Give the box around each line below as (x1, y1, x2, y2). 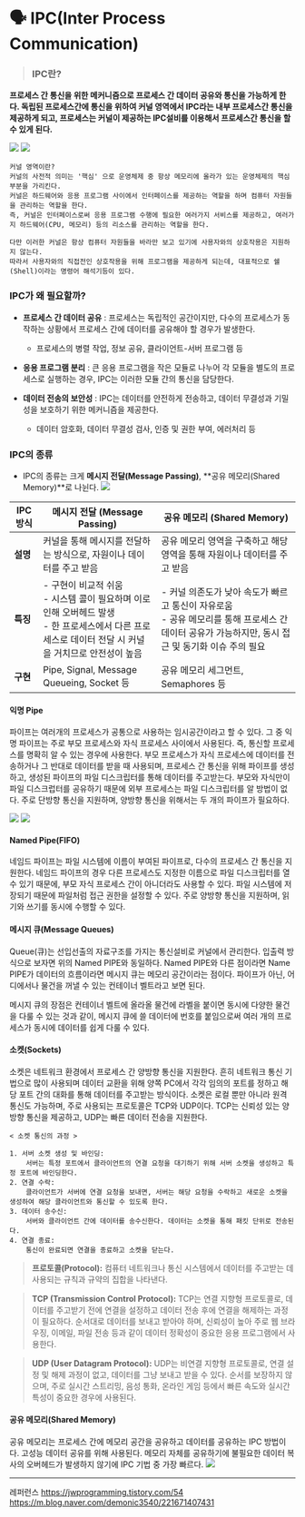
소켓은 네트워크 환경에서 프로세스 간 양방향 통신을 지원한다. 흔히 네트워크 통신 (9, 1066, 283, 1077)
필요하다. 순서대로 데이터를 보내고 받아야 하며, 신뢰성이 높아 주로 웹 (41, 1315, 279, 1326)
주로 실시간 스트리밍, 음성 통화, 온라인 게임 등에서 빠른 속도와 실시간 (51, 1380, 290, 1391)
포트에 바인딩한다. (19, 1168, 78, 1177)
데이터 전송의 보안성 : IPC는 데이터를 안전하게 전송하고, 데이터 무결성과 (22, 392, 272, 403)
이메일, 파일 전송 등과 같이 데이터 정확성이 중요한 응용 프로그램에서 (51, 1327, 286, 1338)
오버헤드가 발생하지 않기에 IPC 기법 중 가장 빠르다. (25, 1459, 204, 1470)
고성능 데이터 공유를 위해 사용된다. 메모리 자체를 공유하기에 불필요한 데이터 (21, 1448, 286, 1459)
